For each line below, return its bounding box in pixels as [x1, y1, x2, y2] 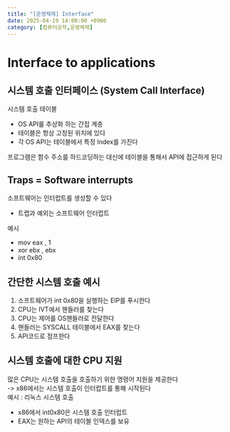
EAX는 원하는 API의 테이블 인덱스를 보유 [17, 416, 130, 425]
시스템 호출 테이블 [7, 105, 57, 113]
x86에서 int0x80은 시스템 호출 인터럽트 [17, 408, 128, 416]
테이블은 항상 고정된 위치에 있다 [17, 129, 105, 138]
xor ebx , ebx [17, 246, 56, 254]
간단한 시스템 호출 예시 [7, 276, 101, 288]
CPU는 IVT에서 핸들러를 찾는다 [17, 305, 105, 314]
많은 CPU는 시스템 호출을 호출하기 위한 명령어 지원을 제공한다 [7, 375, 179, 384]
